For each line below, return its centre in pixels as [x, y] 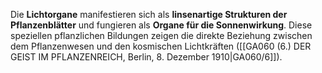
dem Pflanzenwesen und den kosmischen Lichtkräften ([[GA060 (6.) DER [161, 46]
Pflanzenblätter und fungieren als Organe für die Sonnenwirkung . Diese [161, 25]
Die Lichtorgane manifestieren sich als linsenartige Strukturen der [149, 14]
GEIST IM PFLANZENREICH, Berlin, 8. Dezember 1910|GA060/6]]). [146, 57]
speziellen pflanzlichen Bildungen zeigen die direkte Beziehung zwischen [161, 35]
